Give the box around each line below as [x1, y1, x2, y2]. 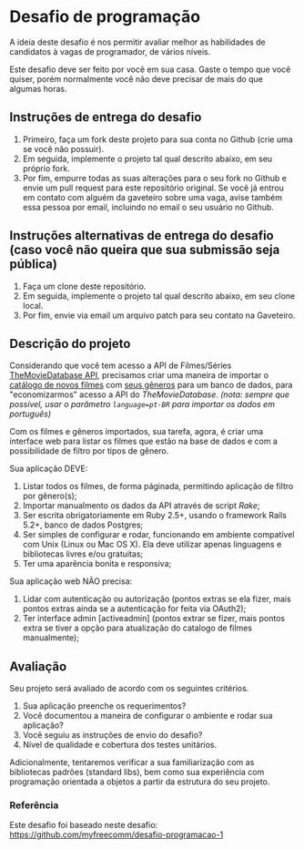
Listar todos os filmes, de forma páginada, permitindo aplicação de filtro [22, 481, 294, 492]
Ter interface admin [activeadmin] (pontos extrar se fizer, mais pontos [22, 613, 285, 624]
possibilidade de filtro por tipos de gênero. [9, 445, 169, 456]
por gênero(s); [22, 490, 77, 502]
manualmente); [22, 632, 80, 643]
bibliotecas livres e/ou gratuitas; [22, 548, 144, 559]
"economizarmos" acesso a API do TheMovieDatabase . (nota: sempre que [9, 389, 289, 400]
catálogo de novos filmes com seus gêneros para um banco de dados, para [9, 380, 293, 391]
